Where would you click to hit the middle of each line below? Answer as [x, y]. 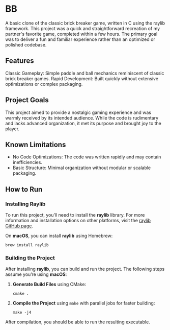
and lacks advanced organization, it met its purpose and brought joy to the [83, 123]
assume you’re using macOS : [36, 274]
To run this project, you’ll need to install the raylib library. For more [75, 215]
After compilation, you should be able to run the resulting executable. [78, 322]
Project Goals [27, 100]
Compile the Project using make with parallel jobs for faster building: [84, 303]
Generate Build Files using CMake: [49, 285]
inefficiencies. [27, 162]
